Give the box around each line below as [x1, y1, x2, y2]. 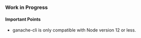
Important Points [5, 16, 41, 22]
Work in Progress [5, 4, 48, 11]
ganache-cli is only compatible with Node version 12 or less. [12, 27, 136, 33]
